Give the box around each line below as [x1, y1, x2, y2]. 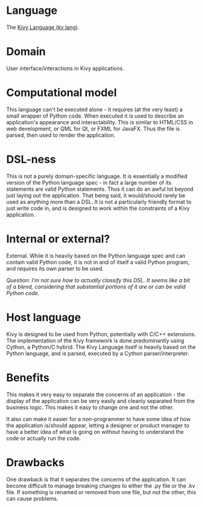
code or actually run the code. [6, 434, 81, 442]
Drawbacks [6, 456, 65, 469]
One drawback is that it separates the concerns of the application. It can [6, 475, 186, 483]
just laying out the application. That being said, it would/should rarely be [6, 191, 186, 199]
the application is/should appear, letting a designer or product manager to [6, 422, 190, 429]
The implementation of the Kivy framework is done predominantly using [6, 337, 185, 344]
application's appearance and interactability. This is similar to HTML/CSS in [6, 118, 194, 125]
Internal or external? [6, 232, 110, 246]
